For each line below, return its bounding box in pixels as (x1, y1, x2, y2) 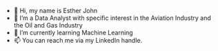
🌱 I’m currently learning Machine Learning (13, 28, 133, 37)
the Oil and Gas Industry (13, 21, 83, 29)
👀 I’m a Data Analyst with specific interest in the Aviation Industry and (13, 14, 212, 22)
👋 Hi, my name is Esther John (13, 7, 98, 14)
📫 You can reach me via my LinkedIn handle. (13, 37, 143, 44)
